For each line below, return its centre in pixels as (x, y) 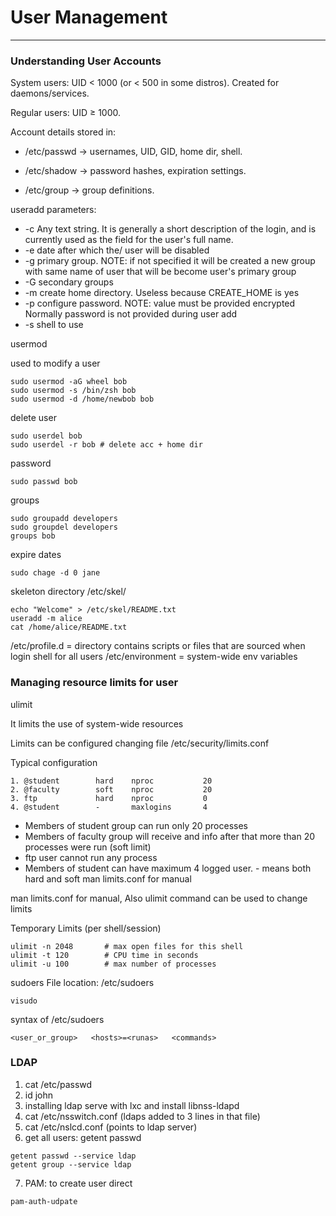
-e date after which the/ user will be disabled (117, 250)
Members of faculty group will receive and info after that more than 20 (170, 836)
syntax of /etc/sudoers (57, 1019)
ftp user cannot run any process (91, 857)
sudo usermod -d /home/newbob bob (82, 399)
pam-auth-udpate (44, 1201)
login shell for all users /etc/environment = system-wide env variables (154, 657)
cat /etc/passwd (58, 1084)
